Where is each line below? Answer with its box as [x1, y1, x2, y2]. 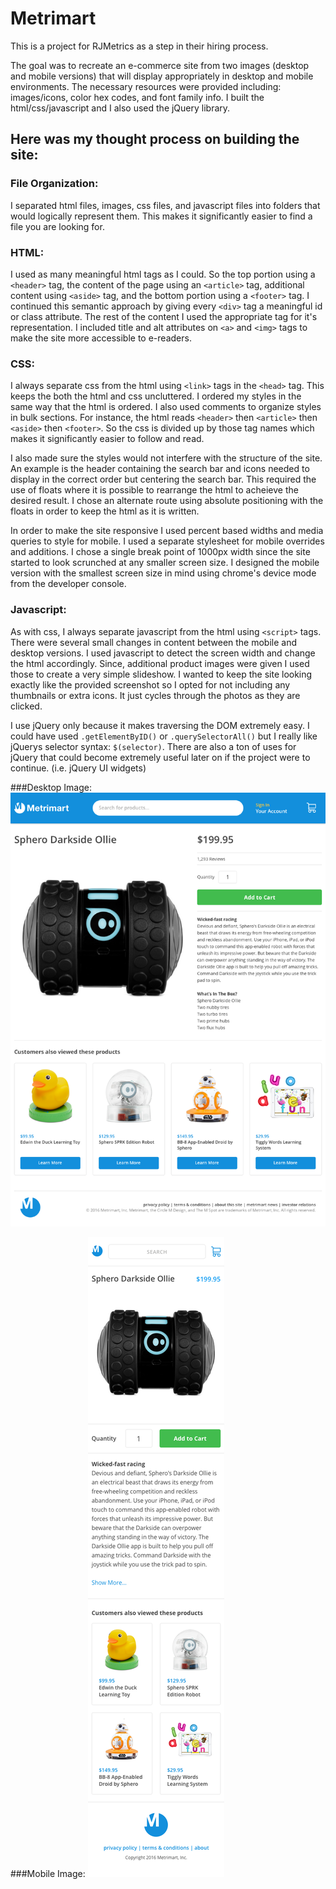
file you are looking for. [10, 220, 105, 232]
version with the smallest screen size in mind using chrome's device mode [10, 567, 317, 579]
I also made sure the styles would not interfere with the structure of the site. [10, 452, 323, 464]
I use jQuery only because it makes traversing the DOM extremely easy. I [10, 719, 310, 731]
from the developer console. [10, 578, 127, 590]
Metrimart [10, 7, 97, 30]
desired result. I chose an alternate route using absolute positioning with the [10, 495, 324, 507]
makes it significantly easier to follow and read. [10, 433, 205, 445]
